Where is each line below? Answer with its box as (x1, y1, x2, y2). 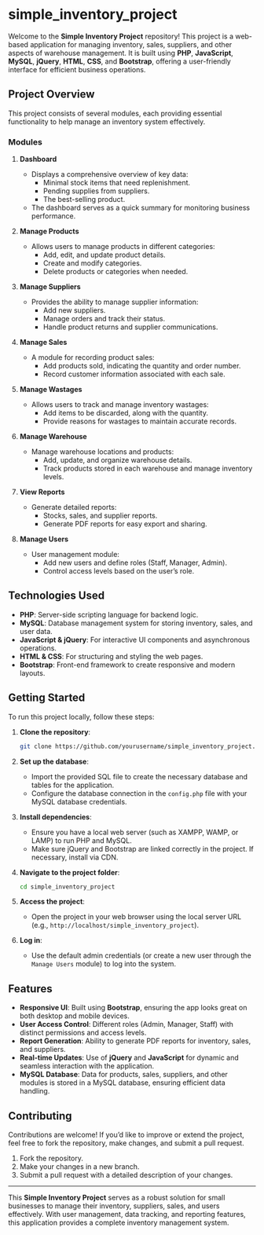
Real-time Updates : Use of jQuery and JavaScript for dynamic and (19, 1053, 240, 1062)
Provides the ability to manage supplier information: (31, 297, 199, 307)
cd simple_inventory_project (19, 882, 115, 891)
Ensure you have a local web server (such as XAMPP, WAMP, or (31, 827, 239, 837)
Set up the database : (19, 757, 89, 766)
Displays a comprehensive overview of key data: (31, 170, 189, 179)
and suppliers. (19, 1045, 66, 1054)
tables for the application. (31, 780, 115, 790)
